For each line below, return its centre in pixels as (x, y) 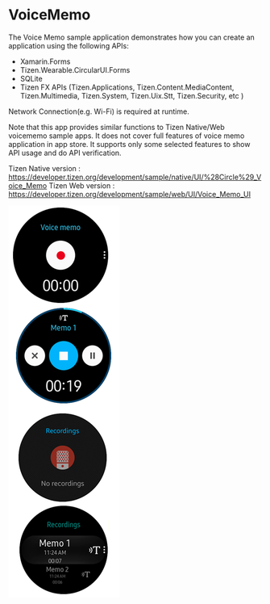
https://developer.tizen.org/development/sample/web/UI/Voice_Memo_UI (130, 194)
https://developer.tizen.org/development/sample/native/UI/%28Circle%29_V (135, 177)
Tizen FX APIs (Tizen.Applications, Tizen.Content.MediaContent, (127, 87)
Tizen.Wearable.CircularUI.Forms (75, 69)
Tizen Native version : (44, 168)
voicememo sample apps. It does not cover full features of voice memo (127, 136)
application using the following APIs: (69, 45)
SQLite (31, 78)
